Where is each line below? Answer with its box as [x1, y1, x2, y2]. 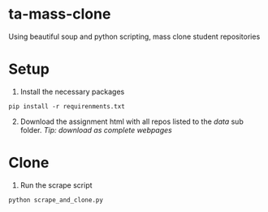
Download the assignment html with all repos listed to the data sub [19, 117, 244, 126]
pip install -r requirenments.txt [8, 102, 126, 110]
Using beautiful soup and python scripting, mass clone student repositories [8, 32, 261, 41]
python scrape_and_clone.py [8, 196, 104, 204]
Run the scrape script [19, 180, 93, 190]
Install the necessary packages [19, 87, 125, 96]
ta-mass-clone [8, 5, 111, 23]
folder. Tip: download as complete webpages [19, 125, 172, 134]
